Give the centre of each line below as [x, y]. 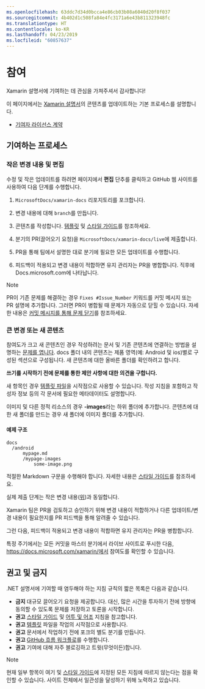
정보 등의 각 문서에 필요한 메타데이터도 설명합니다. [77, 393]
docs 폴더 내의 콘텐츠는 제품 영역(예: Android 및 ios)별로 [124, 352]
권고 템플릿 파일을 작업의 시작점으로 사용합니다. [71, 624]
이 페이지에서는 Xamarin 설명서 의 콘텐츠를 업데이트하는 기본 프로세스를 [91, 104]
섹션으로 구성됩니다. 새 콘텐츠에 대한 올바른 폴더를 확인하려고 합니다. [99, 360]
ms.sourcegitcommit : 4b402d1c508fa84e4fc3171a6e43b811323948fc [88, 18]
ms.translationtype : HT [37, 23]
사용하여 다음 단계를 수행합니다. [44, 187]
